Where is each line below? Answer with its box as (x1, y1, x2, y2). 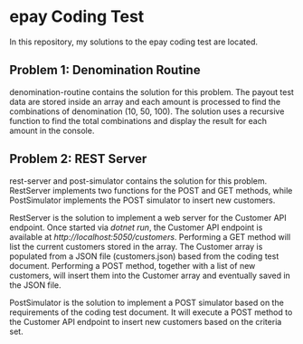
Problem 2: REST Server (9, 151, 147, 167)
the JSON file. (9, 279, 62, 291)
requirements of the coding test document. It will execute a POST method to (9, 306, 293, 318)
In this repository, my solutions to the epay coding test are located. (9, 36, 259, 47)
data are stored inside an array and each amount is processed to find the (9, 96, 281, 107)
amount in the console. (9, 125, 95, 136)
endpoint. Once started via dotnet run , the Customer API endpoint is (9, 222, 263, 233)
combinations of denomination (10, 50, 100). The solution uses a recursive (9, 106, 285, 117)
